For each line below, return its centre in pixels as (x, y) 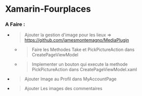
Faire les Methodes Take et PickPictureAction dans (83, 49)
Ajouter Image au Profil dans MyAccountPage (71, 79)
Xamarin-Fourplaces (48, 9)
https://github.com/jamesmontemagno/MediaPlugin (77, 40)
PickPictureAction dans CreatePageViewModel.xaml (85, 70)
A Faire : (15, 24)
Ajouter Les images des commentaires (63, 89)
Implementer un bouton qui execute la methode (80, 64)
